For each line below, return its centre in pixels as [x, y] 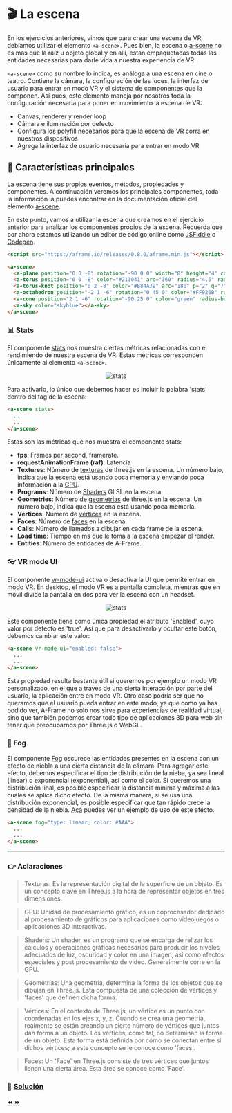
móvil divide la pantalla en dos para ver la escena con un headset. [101, 594]
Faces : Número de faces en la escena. [72, 521]
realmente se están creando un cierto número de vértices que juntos [122, 1026]
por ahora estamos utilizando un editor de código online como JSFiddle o [112, 234]
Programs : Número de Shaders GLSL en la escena [89, 492]
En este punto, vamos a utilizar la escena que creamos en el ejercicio [105, 219]
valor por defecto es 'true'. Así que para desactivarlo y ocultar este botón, [112, 628]
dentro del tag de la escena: [47, 397]
